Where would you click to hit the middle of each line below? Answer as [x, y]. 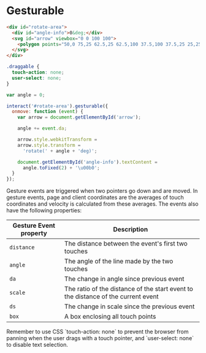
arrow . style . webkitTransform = [57, 140]
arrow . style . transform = [49, 145]
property [34, 233]
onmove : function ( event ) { [48, 112]
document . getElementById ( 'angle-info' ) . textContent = [87, 162]
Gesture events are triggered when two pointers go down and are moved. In [102, 191]
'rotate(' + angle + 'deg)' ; [60, 151]
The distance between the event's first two [126, 244]
